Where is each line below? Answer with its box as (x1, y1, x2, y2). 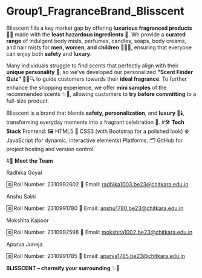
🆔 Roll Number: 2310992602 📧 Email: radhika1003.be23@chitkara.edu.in (6, 180, 189, 188)
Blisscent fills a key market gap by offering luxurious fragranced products (6, 24, 192, 32)
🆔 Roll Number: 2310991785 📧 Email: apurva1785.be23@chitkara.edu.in (6, 252, 186, 259)
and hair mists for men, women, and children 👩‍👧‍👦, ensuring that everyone (6, 44, 192, 51)
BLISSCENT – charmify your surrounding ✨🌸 (6, 264, 120, 271)
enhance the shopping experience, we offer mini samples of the (6, 84, 167, 91)
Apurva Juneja (6, 240, 43, 248)
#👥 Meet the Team (6, 157, 53, 164)
